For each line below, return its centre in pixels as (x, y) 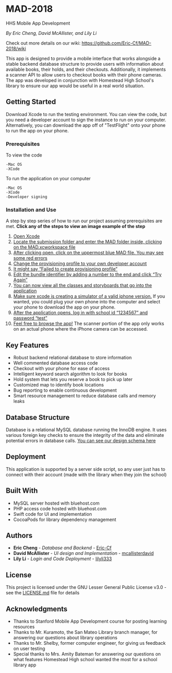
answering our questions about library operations (65, 638)
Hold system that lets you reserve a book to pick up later (73, 379)
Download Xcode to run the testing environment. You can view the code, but (86, 114)
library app (25, 665)
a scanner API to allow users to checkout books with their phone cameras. (84, 74)
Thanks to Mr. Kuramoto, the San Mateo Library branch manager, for (85, 632)
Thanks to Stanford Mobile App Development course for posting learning (90, 621)
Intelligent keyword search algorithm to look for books (70, 374)
